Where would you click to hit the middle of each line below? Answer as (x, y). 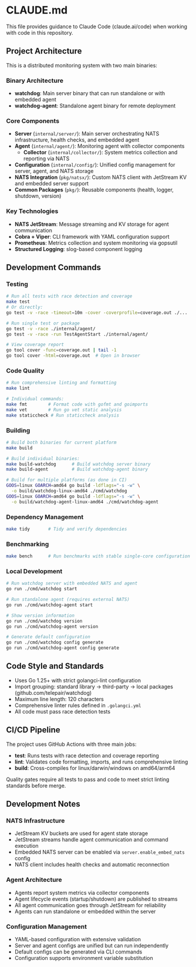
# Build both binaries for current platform (61, 442)
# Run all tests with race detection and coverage (69, 296)
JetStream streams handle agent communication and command (91, 840)
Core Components (33, 121)
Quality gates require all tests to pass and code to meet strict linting (88, 779)
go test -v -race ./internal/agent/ (51, 329)
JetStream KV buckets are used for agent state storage (81, 833)
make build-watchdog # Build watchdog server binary (78, 464)
